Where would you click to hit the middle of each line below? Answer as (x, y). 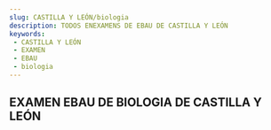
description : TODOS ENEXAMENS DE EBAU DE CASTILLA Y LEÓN (119, 26)
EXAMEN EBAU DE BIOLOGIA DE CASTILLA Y (135, 103)
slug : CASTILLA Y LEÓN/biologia (69, 17)
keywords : (28, 34)
